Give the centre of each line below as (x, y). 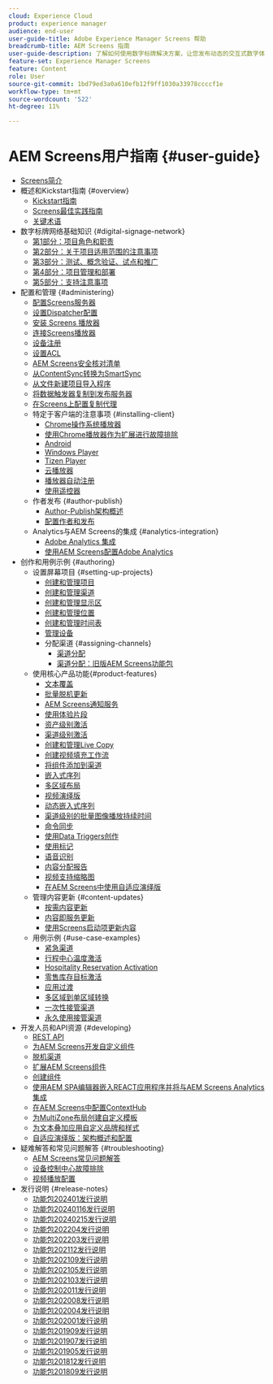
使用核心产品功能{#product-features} (95, 674)
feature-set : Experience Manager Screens (80, 62)
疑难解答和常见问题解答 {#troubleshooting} (92, 1148)
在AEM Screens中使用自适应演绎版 (103, 887)
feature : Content (38, 69)
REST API (48, 1037)
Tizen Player (65, 461)
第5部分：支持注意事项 (70, 282)
